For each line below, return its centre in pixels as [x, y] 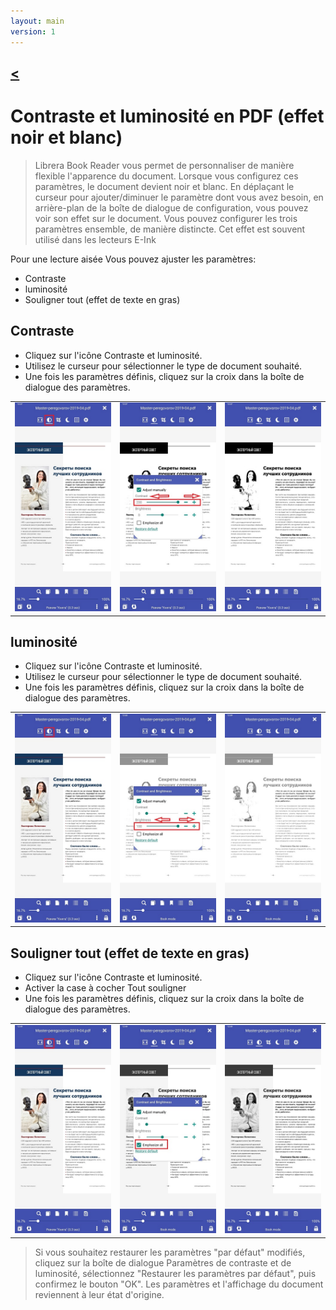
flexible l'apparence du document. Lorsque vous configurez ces [166, 176]
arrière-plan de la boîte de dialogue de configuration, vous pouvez [171, 207]
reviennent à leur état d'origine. [99, 1294]
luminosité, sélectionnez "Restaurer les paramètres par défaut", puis [175, 1273]
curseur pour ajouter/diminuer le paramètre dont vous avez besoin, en [179, 197]
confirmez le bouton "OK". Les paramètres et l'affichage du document [179, 1284]
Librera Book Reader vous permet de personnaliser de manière [164, 165]
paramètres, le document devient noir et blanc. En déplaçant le [164, 186]
